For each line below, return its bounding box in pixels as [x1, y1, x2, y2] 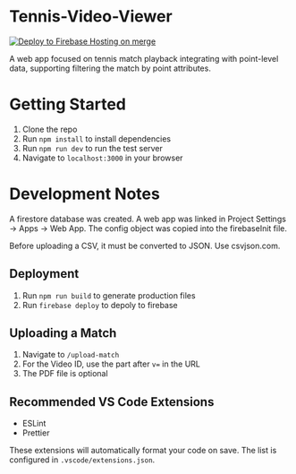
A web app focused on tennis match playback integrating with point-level [9, 53, 279, 64]
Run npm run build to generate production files [21, 289, 196, 301]
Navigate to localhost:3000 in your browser [21, 152, 183, 163]
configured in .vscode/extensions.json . [9, 454, 156, 465]
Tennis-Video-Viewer [9, 6, 173, 27]
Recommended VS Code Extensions [9, 394, 215, 409]
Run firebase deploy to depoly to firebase [21, 299, 179, 310]
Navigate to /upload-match [21, 349, 120, 360]
